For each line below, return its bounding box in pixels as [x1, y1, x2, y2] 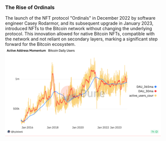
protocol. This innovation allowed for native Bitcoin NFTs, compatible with [5, 31, 155, 37]
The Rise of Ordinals [5, 4, 55, 11]
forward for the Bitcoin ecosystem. [5, 41, 76, 47]
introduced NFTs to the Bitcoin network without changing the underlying [5, 26, 152, 32]
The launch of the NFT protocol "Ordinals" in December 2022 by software [5, 15, 156, 21]
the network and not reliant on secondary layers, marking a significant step [5, 36, 158, 42]
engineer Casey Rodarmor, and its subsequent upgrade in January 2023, [5, 20, 154, 26]
